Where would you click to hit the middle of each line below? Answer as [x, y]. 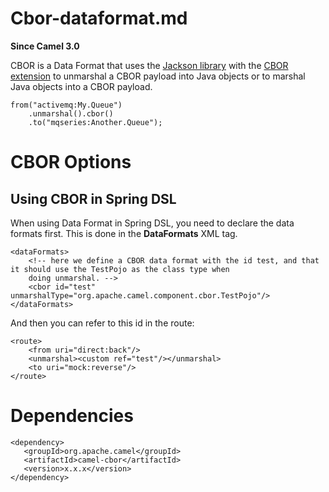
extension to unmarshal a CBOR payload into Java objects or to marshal [158, 76]
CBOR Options [71, 162]
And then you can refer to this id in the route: [102, 323]
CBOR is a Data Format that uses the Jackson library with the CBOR [149, 65]
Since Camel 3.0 [45, 46]
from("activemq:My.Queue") [66, 105]
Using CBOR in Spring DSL [93, 198]
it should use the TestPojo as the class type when [120, 269]
